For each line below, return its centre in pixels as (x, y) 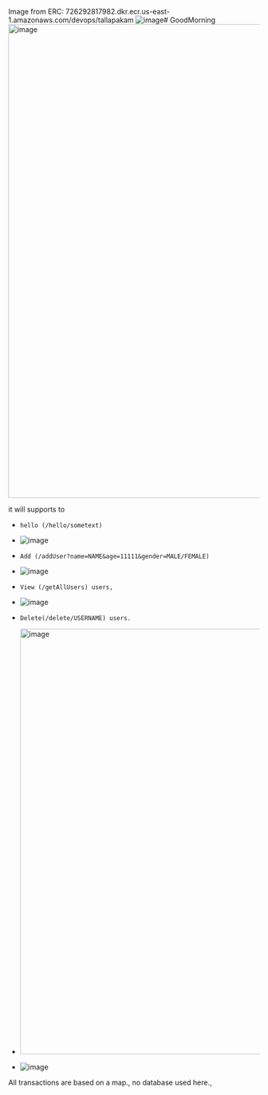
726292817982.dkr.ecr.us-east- (118, 12)
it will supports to (37, 509)
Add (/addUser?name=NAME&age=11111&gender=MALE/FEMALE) (114, 556)
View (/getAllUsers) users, (66, 587)
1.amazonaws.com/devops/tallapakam (71, 20)
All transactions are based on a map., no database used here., (110, 1082)
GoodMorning (193, 20)
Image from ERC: (36, 12)
